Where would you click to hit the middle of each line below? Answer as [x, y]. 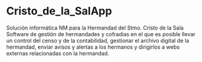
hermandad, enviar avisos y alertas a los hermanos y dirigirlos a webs [93, 47]
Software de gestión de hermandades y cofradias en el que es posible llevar [101, 34]
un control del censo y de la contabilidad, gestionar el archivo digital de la [98, 40]
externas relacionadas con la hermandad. [58, 53]
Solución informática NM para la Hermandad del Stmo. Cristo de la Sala [95, 28]
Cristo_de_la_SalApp [59, 11]
